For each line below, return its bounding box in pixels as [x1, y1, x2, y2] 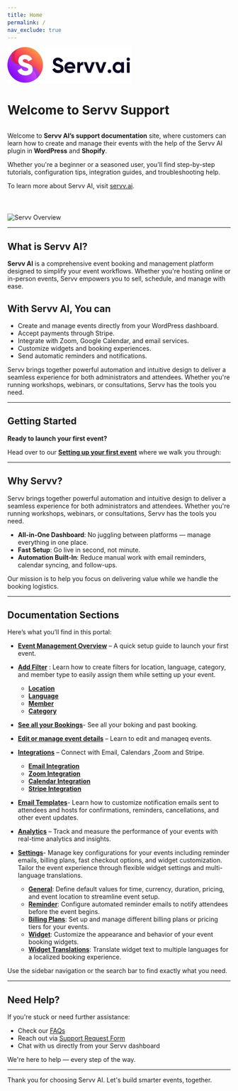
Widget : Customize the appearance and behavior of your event [28, 930, 214, 939]
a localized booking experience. [28, 952, 122, 962]
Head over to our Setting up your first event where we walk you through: [7, 447, 222, 456]
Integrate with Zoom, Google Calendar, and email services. [17, 336, 189, 344]
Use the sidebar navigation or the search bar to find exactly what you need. [7, 967, 228, 975]
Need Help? [7, 994, 60, 1006]
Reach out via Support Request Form [17, 1034, 125, 1043]
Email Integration [28, 762, 80, 771]
